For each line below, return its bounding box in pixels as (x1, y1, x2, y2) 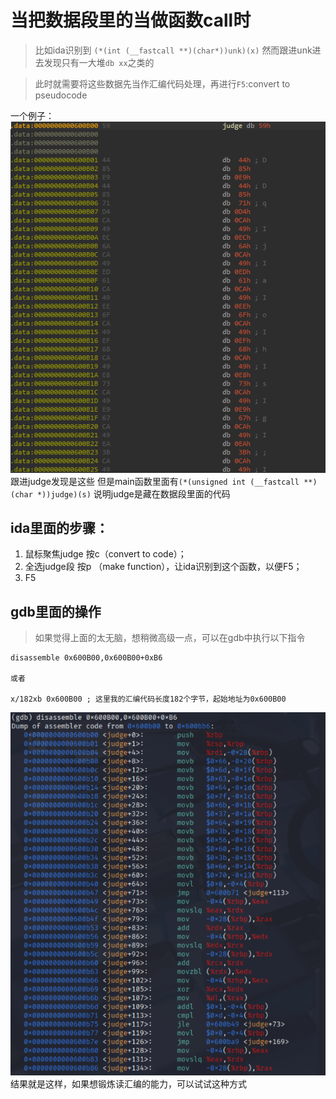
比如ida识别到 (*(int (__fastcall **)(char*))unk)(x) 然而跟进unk (34, 44, 313, 56)
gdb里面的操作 (10, 603, 102, 620)
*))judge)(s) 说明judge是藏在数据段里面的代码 (36, 487, 231, 500)
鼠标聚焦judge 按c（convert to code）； (24, 548, 187, 560)
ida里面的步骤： (10, 520, 110, 537)
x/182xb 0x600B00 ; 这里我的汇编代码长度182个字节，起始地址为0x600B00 (10, 694, 287, 705)
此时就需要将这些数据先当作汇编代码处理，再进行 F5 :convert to (34, 77, 291, 90)
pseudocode (34, 89, 88, 101)
